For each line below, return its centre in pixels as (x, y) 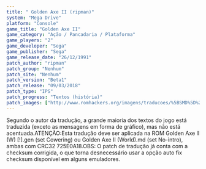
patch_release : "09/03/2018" (44, 86)
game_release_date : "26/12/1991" (49, 57)
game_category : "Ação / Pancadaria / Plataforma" (71, 35)
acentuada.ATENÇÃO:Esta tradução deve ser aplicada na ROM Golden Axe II (103, 133)
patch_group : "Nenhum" (35, 69)
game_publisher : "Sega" (37, 52)
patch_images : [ (27, 102)
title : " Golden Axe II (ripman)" (51, 12)
